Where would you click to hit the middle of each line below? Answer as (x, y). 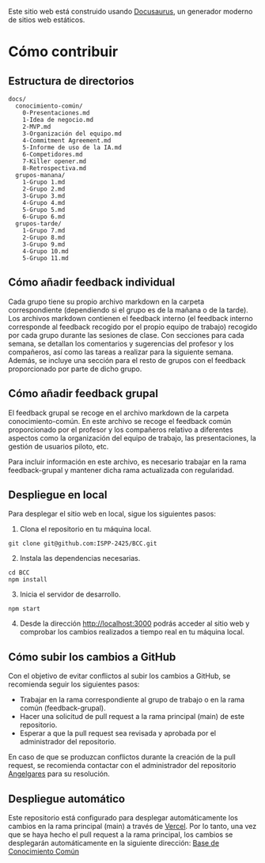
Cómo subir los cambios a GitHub (92, 657)
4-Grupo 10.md (45, 252)
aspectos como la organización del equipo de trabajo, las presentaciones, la (132, 437)
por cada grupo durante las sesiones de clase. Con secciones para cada (126, 335)
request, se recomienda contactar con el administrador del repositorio (122, 766)
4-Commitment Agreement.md (67, 141)
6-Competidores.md (53, 154)
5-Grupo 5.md (44, 210)
